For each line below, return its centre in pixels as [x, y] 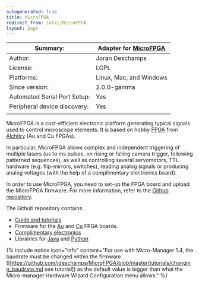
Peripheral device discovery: [49, 106]
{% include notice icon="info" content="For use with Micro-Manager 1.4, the [100, 251]
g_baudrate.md [25, 269]
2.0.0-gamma [116, 87]
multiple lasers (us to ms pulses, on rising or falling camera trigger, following [99, 154]
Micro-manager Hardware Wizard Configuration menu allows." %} [87, 275]
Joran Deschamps [121, 58]
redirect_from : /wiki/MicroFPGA [46, 23]
